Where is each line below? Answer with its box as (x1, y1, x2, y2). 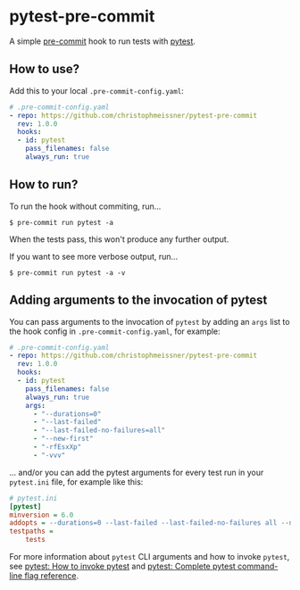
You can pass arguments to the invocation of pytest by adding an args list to (9, 316, 290, 327)
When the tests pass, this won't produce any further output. (9, 234, 229, 245)
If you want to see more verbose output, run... (9, 251, 179, 262)
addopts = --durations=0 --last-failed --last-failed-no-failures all (9, 519, 278, 528)
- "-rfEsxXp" (32, 443, 82, 452)
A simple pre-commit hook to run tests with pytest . (9, 36, 196, 46)
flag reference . (24, 570, 79, 581)
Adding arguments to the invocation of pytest (9, 293, 268, 308)
